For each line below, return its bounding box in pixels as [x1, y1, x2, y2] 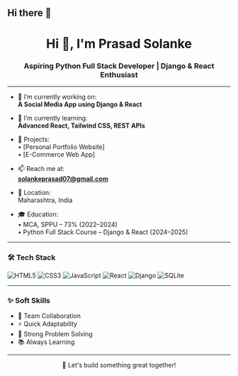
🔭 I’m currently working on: [17, 92, 97, 101]
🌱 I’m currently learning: [17, 114, 88, 122]
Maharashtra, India [17, 196, 73, 204]
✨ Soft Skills [7, 296, 51, 306]
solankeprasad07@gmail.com [17, 175, 108, 183]
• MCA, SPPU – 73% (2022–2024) [17, 220, 118, 228]
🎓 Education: [17, 210, 59, 219]
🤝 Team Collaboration [17, 311, 81, 320]
